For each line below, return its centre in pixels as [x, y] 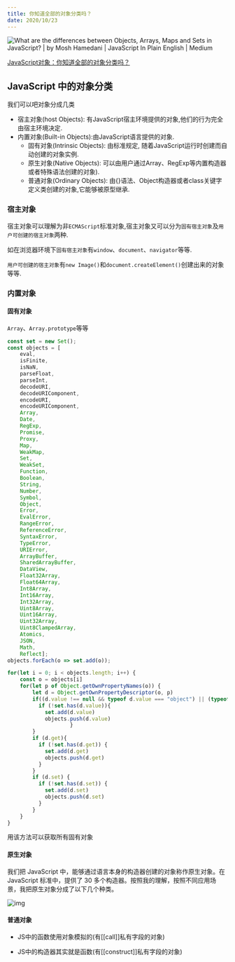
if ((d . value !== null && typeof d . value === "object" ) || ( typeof [131, 699]
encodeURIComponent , [50, 406]
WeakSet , [33, 465]
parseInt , [34, 380]
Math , [28, 647]
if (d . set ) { [51, 777]
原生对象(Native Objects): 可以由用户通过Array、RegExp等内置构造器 [127, 163]
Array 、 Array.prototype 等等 [48, 328]
